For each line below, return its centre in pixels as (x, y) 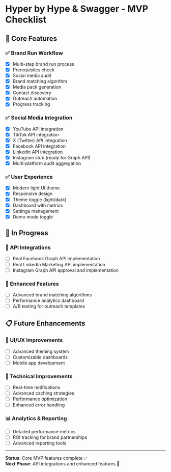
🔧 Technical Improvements (39, 376)
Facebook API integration (39, 146)
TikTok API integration (36, 134)
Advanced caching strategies (44, 393)
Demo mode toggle (33, 216)
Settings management (36, 211)
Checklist (26, 20)
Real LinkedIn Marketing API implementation (59, 264)
